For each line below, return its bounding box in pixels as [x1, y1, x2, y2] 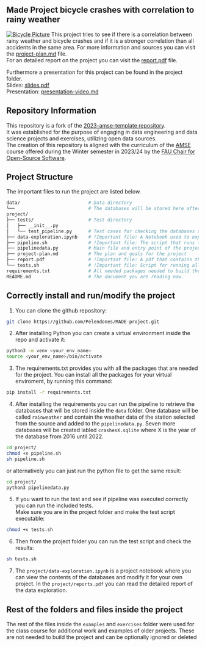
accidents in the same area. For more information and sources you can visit [6, 43, 196, 51]
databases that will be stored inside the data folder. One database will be [15, 407, 198, 414]
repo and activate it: [15, 336, 66, 344]
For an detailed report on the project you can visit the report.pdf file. [6, 56, 178, 63]
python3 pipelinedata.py [6, 485, 70, 491]
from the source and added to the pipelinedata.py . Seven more [15, 420, 176, 427]
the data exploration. [15, 587, 68, 594]
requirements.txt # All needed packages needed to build [6, 268, 190, 274]
